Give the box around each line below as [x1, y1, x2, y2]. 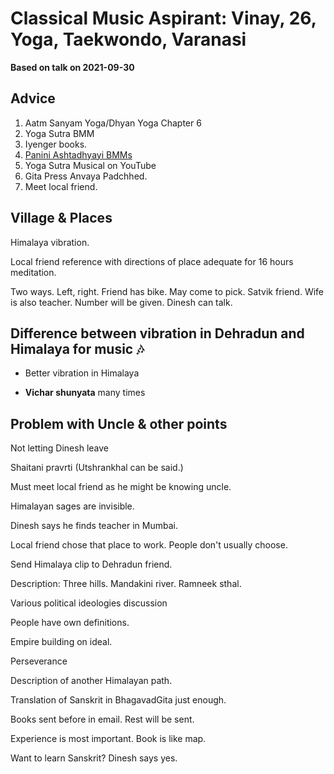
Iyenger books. [24, 138, 88, 150]
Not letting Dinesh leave [10, 442, 109, 454]
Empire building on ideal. [10, 636, 113, 648]
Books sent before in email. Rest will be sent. [10, 713, 195, 726]
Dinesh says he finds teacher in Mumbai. [10, 520, 178, 532]
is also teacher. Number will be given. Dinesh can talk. [10, 296, 233, 308]
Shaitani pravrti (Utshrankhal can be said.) [10, 462, 184, 474]
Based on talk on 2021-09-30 [10, 61, 135, 73]
